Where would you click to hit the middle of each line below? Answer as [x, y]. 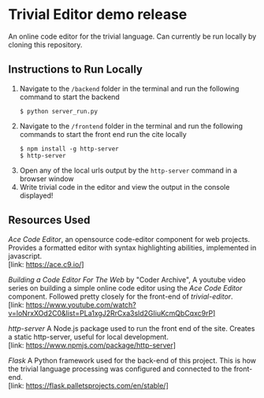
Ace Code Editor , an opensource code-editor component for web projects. [129, 239]
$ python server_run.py [59, 111]
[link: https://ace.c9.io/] [46, 264]
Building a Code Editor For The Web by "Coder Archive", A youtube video [127, 279]
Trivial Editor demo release [98, 15]
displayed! [36, 195]
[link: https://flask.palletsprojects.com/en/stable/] [89, 385]
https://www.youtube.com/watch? [81, 304]
